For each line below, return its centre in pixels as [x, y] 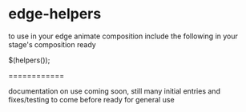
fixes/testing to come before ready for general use [91, 99]
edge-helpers [55, 14]
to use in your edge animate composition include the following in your [123, 36]
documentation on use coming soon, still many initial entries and [114, 91]
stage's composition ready [52, 44]
